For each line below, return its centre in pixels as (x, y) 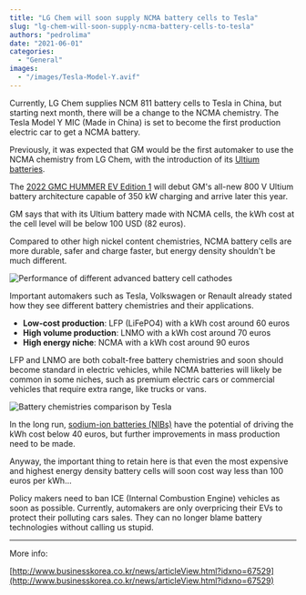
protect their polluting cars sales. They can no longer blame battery (136, 517)
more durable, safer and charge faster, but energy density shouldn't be (143, 250)
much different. (38, 260)
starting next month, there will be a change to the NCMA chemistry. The (144, 112)
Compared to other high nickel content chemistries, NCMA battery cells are (151, 241)
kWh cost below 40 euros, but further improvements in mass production (145, 434)
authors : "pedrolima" (51, 35)
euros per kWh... (41, 480)
